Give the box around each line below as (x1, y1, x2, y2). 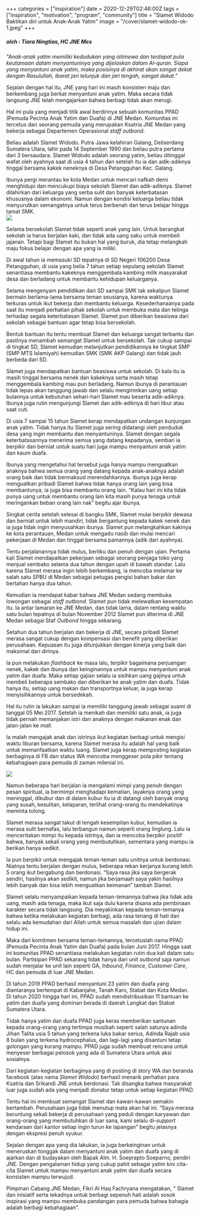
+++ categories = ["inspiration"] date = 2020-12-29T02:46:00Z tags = (6, 5, 180, 12)
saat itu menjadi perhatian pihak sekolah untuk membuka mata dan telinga (6, 306, 189, 313)
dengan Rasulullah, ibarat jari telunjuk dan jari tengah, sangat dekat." (6, 72, 178, 79)
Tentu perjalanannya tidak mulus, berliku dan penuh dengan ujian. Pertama (6, 548, 190, 555)
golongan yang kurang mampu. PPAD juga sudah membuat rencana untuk (6, 1042, 188, 1050)
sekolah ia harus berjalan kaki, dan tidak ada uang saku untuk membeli (6, 232, 180, 239)
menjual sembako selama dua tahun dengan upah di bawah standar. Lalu (6, 560, 186, 567)
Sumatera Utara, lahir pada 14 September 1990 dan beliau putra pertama (6, 145, 184, 152)
